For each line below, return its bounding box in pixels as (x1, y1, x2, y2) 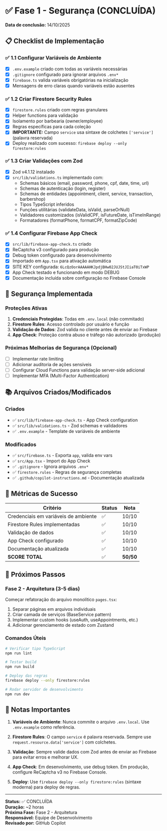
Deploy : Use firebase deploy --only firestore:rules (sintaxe (12, 779, 142, 785)
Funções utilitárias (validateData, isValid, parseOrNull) (19, 206, 130, 212)
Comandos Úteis (5, 635, 46, 642)
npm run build (5, 664, 35, 669)
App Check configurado (7, 537, 64, 544)
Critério (43, 504, 62, 511)
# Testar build (5, 660, 37, 665)
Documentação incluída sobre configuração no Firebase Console (12, 275, 146, 281)
